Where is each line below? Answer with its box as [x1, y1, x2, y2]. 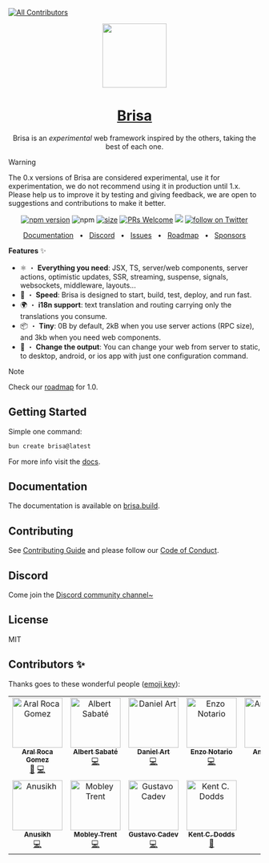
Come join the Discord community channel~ [8, 590, 154, 600]
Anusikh [23, 829, 51, 839]
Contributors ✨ [8, 658, 86, 671]
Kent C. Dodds [187, 829, 235, 839]
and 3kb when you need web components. [19, 333, 162, 342]
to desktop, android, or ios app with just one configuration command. [19, 351, 248, 361]
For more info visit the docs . [8, 457, 101, 466]
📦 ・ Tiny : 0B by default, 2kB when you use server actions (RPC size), [19, 321, 255, 330]
